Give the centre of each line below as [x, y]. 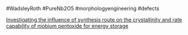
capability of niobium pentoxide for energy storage [67, 26]
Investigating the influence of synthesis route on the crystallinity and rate [94, 20]
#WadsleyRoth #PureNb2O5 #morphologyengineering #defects [83, 8]
